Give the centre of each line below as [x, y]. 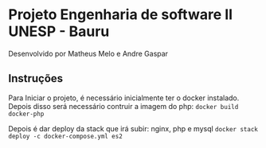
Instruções [36, 78]
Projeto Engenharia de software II [121, 15]
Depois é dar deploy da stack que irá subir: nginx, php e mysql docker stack [133, 128]
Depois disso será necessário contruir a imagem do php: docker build [123, 106]
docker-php [26, 114]
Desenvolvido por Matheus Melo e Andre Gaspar [88, 53]
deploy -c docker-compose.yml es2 [66, 136]
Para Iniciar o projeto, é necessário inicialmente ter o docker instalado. [124, 98]
